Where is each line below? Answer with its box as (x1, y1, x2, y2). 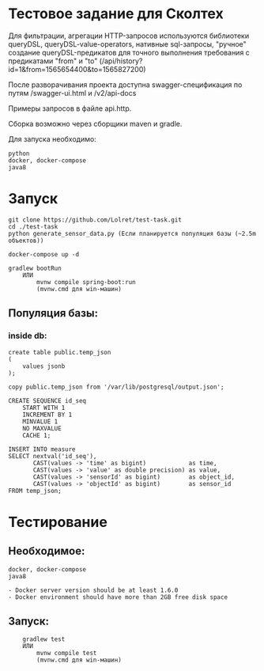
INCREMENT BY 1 (22, 411, 73, 419)
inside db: (8, 330, 47, 341)
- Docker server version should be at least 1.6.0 (8, 586, 179, 594)
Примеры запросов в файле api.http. (8, 104, 132, 113)
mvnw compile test (36, 650, 97, 658)
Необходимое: (8, 544, 85, 558)
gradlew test (22, 635, 66, 643)
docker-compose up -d (8, 250, 80, 258)
